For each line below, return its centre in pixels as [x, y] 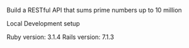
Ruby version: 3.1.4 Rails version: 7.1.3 [60, 37]
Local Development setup [43, 23]
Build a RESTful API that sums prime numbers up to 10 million [94, 10]
